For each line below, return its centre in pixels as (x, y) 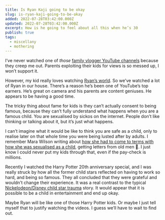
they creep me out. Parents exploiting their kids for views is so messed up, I (82, 66)
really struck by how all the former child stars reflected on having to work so (83, 172)
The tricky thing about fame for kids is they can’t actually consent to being (81, 106)
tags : (11, 37)
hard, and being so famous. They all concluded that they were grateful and (81, 177)
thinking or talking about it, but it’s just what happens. (60, 121)
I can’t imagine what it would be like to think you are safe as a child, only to (81, 131)
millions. (14, 157)
